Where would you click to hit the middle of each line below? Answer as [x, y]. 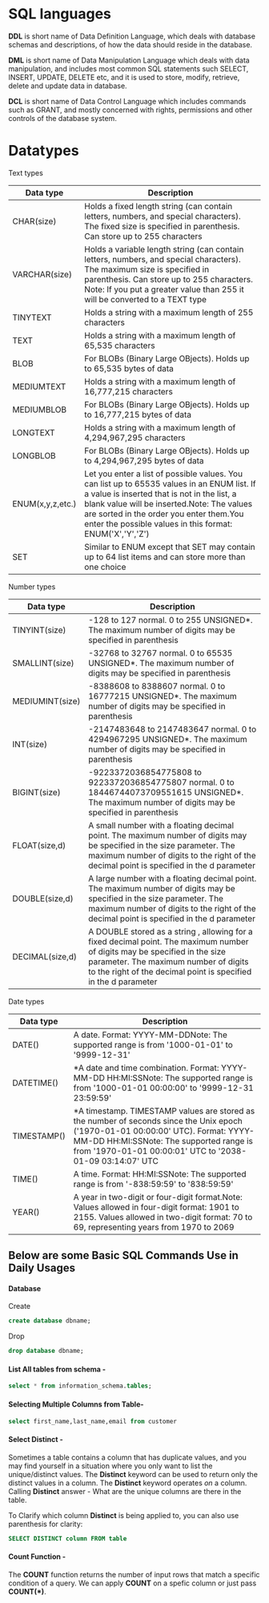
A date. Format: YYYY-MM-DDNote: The [151, 1035]
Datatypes [44, 151]
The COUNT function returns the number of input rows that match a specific [134, 1574]
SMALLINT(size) [43, 663]
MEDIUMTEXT [39, 386]
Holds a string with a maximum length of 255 [169, 312]
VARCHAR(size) [42, 274]
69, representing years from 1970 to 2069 [154, 1227]
